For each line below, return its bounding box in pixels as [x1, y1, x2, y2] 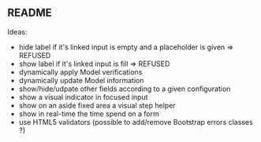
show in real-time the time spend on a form [18, 109, 159, 118]
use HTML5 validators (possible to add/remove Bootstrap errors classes [18, 117, 253, 126]
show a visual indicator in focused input [18, 92, 148, 101]
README [7, 6, 52, 20]
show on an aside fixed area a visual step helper [18, 100, 176, 110]
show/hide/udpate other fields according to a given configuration [18, 84, 231, 93]
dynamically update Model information [18, 75, 144, 85]
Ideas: [7, 27, 28, 36]
